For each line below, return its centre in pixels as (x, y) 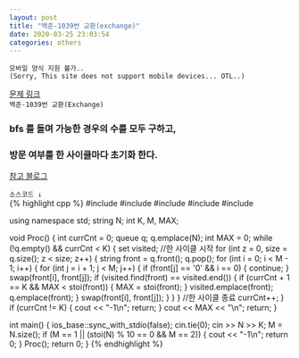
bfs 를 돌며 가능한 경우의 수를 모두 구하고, (93, 129)
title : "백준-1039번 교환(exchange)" (75, 26)
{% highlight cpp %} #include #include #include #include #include (132, 204)
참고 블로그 (29, 176)
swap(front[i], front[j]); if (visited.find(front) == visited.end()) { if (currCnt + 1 (149, 278)
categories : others (46, 42)
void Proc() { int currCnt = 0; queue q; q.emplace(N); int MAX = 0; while (141, 238)
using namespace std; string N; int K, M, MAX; (94, 221)
